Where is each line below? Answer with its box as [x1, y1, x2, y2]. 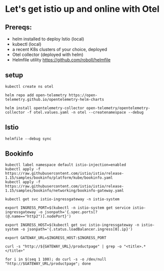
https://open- [68, 92, 98, 98]
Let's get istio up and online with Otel [5, 3, 160, 15]
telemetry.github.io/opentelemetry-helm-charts [5, 97, 105, 102]
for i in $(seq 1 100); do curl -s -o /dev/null [5, 257, 107, 262]
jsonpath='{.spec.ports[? [44, 210, 98, 215]
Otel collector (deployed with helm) [12, 52, 83, 57]
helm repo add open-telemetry [5, 92, 67, 98]
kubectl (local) [12, 41, 42, 47]
